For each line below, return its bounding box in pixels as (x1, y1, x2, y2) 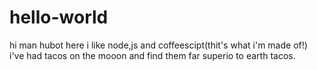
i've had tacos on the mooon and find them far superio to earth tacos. (9, 49, 296, 61)
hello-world (9, 6, 109, 29)
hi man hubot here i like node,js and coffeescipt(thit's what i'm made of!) (9, 39, 308, 51)
